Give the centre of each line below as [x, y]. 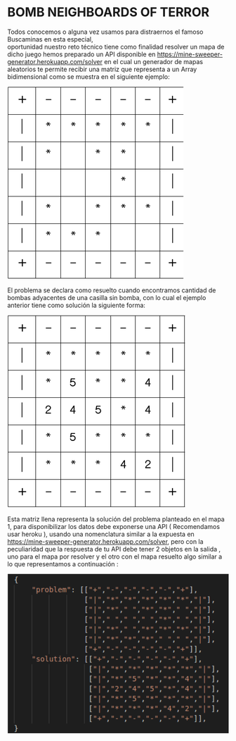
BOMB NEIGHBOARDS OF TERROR [108, 12]
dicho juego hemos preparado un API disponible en [81, 54]
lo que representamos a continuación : [63, 563]
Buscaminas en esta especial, [50, 39]
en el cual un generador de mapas [154, 61]
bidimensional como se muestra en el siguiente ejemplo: [88, 76]
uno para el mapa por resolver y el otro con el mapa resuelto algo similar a [115, 556]
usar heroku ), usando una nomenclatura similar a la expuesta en [101, 534]
